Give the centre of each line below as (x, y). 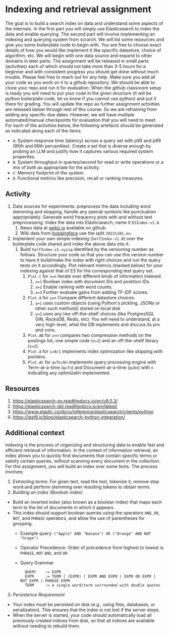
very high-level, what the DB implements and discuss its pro (98, 324)
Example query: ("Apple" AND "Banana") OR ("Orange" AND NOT (86, 533)
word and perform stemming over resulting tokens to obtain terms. (82, 487)
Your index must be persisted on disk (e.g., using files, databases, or (84, 605)
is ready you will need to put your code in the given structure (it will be (78, 93)
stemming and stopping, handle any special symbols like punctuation (84, 211)
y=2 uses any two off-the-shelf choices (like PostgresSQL (95, 313)
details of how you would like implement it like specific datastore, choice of (83, 50)
